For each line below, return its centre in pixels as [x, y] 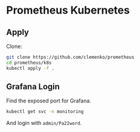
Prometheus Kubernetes [68, 10]
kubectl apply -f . [30, 68]
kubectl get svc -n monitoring [45, 112]
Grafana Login [33, 87]
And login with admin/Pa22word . [44, 123]
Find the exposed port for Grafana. [49, 101]
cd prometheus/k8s [29, 63]
